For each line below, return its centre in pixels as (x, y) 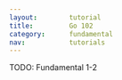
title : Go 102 (51, 26)
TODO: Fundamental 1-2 (53, 68)
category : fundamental (61, 34)
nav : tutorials (57, 42)
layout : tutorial (55, 17)
